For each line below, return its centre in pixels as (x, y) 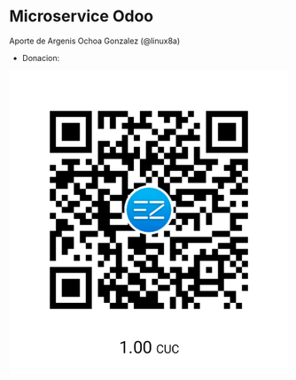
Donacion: (41, 58)
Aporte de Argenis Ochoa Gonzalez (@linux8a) (95, 41)
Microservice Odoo (81, 16)
